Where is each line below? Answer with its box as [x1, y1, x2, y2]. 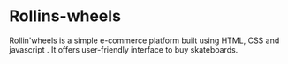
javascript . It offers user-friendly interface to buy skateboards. [9, 44, 239, 54]
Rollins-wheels [9, 6, 122, 26]
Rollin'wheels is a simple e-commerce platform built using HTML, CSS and [9, 35, 280, 46]
